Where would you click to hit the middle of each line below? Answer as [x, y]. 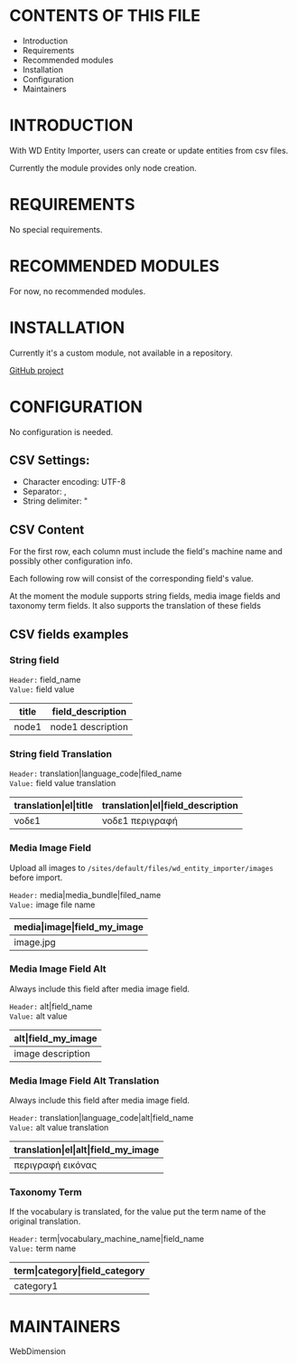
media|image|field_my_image [79, 926]
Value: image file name [52, 905]
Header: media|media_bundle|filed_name [85, 895]
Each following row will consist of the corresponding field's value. [132, 579]
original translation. [45, 1221]
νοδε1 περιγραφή [139, 821]
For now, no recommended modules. [78, 291]
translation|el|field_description [170, 806]
